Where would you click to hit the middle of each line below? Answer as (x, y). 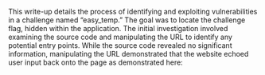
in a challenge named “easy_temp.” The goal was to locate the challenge (127, 20)
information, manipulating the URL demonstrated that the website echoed (129, 54)
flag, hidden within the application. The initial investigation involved (118, 28)
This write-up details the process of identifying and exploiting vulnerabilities (133, 12)
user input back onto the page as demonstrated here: (95, 62)
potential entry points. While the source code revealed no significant (120, 45)
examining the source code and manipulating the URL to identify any (121, 37)
